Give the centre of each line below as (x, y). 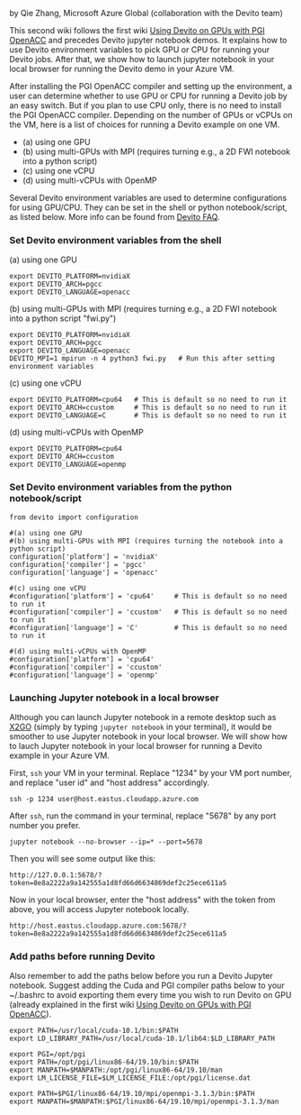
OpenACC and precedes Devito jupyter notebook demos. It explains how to (148, 40)
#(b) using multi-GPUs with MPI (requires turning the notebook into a (146, 541)
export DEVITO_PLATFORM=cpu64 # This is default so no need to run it (148, 400)
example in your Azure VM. (59, 755)
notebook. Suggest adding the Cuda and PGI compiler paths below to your (147, 985)
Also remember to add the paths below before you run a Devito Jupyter (142, 976)
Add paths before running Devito (82, 956)
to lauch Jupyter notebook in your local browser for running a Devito (136, 745)
